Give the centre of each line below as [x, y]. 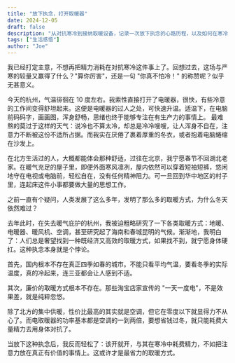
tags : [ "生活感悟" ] [34, 40]
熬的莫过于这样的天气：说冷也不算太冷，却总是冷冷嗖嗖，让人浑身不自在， [114, 126]
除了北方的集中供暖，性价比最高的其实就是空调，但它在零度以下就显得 [108, 311]
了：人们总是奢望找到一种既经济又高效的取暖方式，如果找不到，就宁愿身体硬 [117, 240]
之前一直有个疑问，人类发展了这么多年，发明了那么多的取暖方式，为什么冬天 [117, 199]
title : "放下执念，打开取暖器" [48, 14]
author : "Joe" [28, 46]
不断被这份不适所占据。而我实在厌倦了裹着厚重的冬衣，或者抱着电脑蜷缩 [123, 135]
